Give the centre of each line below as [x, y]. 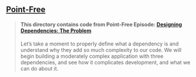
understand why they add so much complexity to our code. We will [101, 50]
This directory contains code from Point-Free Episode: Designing [101, 24]
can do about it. [39, 68]
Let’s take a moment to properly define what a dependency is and [99, 44]
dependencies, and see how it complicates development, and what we [105, 62]
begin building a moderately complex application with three [92, 56]
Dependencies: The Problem [56, 30]
